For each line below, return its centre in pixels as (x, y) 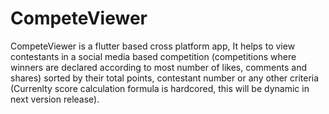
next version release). (55, 99)
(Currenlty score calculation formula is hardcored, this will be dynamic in (160, 88)
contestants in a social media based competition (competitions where (153, 56)
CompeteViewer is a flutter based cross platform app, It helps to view (153, 46)
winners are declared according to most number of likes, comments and (159, 67)
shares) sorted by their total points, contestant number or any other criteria (165, 78)
